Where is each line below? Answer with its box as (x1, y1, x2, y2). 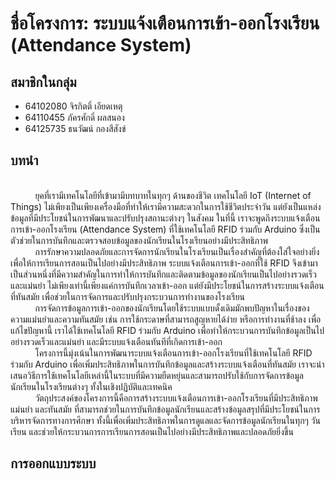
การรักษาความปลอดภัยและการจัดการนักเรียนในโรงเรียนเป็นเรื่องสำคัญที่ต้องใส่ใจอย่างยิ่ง (34, 245, 320, 257)
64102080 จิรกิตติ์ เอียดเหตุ (24, 100, 123, 112)
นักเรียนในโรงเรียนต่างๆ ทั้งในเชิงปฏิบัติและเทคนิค (10, 380, 173, 392)
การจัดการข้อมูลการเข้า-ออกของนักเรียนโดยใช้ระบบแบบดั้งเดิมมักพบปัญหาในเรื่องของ (34, 302, 310, 314)
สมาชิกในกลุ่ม (10, 73, 77, 91)
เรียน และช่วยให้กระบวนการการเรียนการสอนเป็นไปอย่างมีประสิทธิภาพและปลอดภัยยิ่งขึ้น (10, 425, 294, 437)
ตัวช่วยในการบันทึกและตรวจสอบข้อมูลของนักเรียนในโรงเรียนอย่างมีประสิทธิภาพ (10, 234, 268, 246)
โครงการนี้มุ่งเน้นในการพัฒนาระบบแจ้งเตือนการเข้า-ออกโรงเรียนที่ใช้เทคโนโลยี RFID (34, 347, 313, 359)
